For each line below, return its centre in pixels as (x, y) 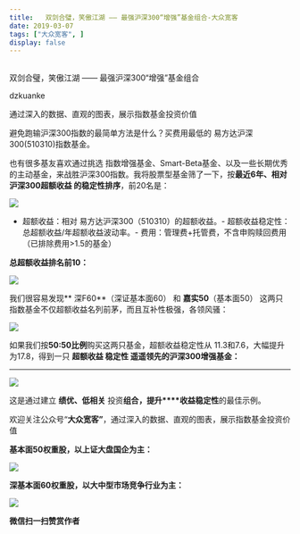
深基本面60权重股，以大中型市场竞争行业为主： (97, 485)
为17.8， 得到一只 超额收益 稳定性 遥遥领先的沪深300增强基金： (125, 356)
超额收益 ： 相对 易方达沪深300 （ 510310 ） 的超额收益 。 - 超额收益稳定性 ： (156, 221)
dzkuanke (27, 96)
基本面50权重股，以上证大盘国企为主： (81, 449)
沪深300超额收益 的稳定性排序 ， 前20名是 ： (89, 185)
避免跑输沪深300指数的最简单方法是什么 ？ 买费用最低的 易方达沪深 (131, 133)
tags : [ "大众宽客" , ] (47, 34)
